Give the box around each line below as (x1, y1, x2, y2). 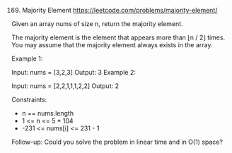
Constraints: (11, 95, 47, 104)
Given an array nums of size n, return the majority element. (11, 20, 183, 27)
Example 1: (11, 54, 43, 63)
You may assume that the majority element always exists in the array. (11, 41, 213, 49)
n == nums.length (21, 109, 74, 117)
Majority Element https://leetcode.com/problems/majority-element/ (21, 6, 218, 14)
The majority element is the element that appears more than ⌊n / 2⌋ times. (11, 33, 226, 42)
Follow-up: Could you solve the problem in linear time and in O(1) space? (11, 137, 224, 146)
